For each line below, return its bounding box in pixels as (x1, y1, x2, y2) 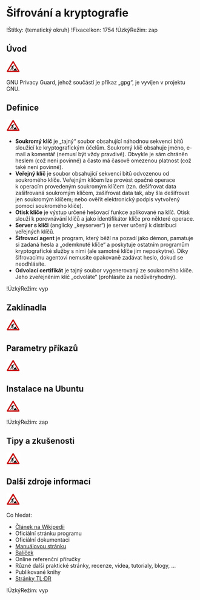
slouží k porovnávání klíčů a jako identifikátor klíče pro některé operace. (15, 215, 195, 222)
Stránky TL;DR (15, 574, 52, 582)
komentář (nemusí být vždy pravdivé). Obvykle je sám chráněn (31, 150, 188, 157)
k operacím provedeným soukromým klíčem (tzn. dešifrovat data (15, 182, 177, 190)
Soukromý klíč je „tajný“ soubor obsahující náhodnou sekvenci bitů (15, 137, 184, 145)
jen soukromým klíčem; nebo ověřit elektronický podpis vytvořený (15, 195, 180, 203)
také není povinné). (15, 163, 64, 170)
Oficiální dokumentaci (15, 536, 70, 543)
